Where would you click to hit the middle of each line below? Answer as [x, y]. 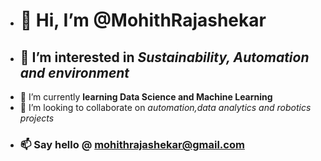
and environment [74, 72]
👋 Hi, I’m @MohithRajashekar [143, 20]
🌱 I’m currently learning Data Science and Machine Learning [146, 97]
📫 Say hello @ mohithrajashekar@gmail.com [132, 144]
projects [37, 118]
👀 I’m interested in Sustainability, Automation [164, 57]
